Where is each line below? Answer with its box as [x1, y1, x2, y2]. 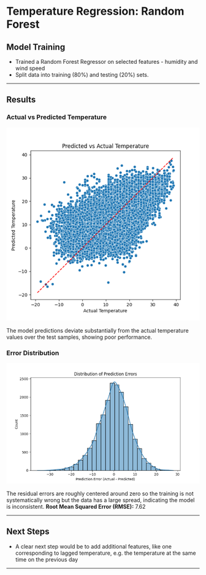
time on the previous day [15, 555, 78, 563]
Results [6, 95, 36, 105]
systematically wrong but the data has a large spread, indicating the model [6, 496, 195, 504]
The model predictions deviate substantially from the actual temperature [6, 326, 189, 334]
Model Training [6, 42, 66, 52]
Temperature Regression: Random [6, 4, 185, 18]
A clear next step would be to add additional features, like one [15, 542, 172, 550]
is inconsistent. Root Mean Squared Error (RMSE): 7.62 [6, 503, 146, 510]
